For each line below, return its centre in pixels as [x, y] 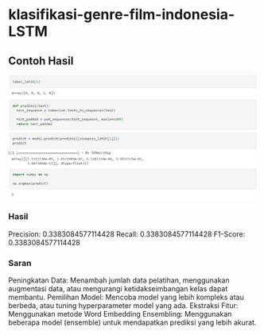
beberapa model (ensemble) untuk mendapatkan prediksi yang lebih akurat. [132, 322]
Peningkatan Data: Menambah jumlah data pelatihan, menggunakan [119, 280]
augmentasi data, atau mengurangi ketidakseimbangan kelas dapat [118, 289]
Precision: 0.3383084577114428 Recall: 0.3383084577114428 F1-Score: [127, 234]
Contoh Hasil [41, 61]
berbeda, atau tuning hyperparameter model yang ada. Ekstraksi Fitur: [123, 306]
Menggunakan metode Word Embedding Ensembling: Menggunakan [120, 314]
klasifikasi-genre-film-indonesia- [122, 15]
